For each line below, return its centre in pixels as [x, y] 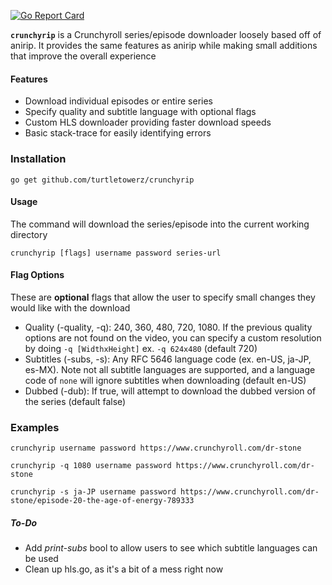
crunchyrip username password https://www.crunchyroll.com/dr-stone [156, 448]
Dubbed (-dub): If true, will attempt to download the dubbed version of [170, 391]
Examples [35, 427]
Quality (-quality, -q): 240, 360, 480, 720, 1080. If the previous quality [168, 327]
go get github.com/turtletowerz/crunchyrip [102, 180]
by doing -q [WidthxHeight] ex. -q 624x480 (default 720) [141, 348]
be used [41, 559]
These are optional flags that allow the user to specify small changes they [163, 297]
